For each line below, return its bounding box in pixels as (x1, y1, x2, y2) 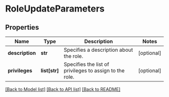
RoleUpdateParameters (5, 3, 105, 15)
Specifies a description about (63, 46, 133, 53)
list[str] (40, 67, 59, 74)
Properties (5, 23, 39, 32)
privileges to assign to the (63, 67, 125, 74)
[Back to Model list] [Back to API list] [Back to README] (5, 86, 121, 92)
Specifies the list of (63, 61, 110, 68)
